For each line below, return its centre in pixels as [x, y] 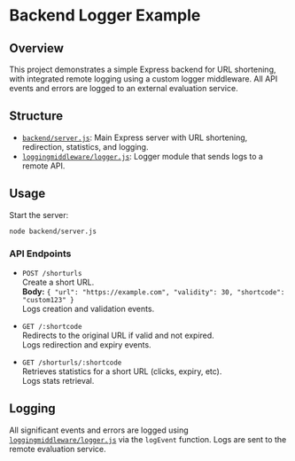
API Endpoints [40, 254]
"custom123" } [48, 300]
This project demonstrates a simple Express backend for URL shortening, [143, 69]
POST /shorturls [52, 273]
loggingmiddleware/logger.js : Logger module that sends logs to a [143, 156]
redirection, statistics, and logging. [85, 146]
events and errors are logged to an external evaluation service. [124, 88]
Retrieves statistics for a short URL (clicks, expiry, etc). [122, 371]
